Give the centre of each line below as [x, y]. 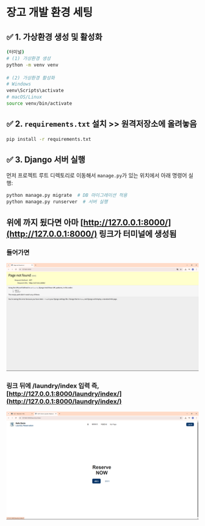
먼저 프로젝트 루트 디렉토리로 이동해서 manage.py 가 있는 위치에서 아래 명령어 [97, 176]
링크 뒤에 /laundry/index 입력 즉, [53, 386]
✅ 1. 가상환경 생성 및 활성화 [54, 37]
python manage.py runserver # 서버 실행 [57, 202]
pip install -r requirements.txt [49, 139]
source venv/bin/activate [39, 104]
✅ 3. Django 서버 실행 [46, 159]
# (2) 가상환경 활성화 [31, 78]
